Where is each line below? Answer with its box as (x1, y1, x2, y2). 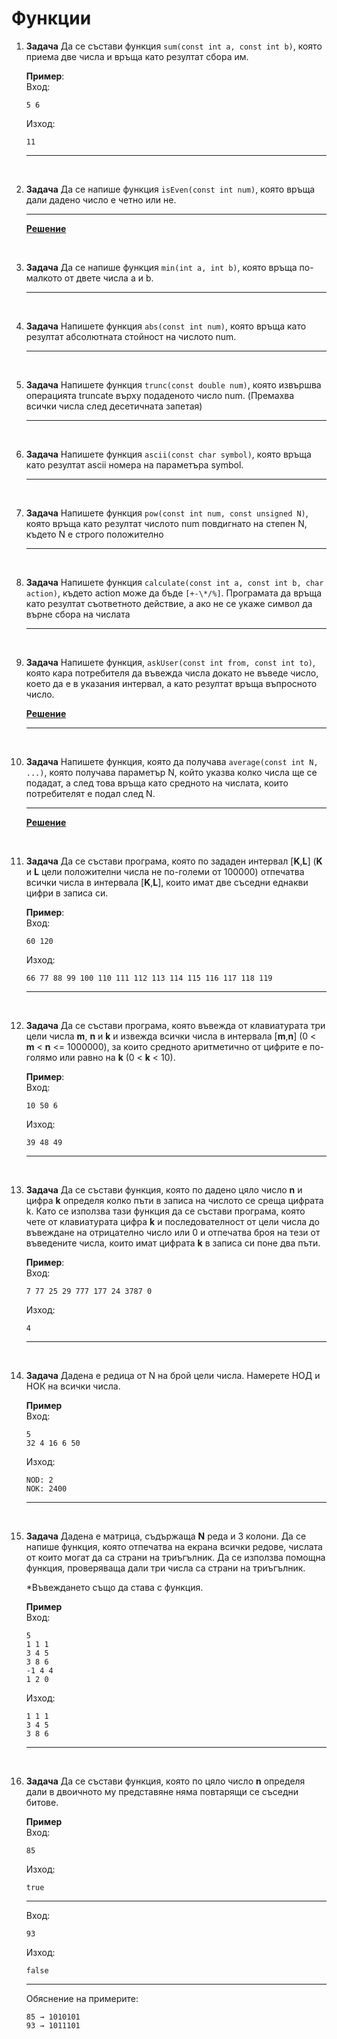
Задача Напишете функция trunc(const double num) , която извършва (25, 378, 322, 391)
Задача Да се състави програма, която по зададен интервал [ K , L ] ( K (25, 855, 323, 867)
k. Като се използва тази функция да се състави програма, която (25, 1205, 306, 1217)
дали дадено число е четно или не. (25, 193, 177, 206)
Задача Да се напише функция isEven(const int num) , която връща (25, 183, 316, 195)
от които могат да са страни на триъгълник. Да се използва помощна (25, 1551, 326, 1563)
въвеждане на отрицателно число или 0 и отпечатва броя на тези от (25, 1226, 321, 1238)
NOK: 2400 (25, 1483, 68, 1494)
